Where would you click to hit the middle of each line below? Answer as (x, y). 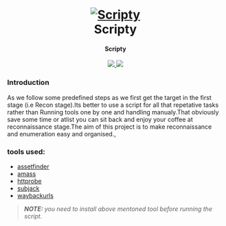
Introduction (28, 83)
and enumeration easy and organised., (62, 134)
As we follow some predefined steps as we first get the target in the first (109, 97)
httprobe (29, 181)
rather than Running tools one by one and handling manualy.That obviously (113, 112)
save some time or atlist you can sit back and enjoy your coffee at (100, 119)
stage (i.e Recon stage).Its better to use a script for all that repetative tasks (113, 105)
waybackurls (35, 195)
